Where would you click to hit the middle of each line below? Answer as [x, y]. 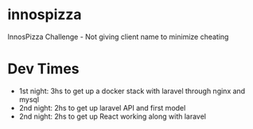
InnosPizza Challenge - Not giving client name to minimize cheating [118, 37]
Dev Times [44, 69]
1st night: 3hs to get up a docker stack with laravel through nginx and [132, 91]
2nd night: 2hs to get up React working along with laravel [113, 116]
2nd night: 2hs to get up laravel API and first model [102, 107]
